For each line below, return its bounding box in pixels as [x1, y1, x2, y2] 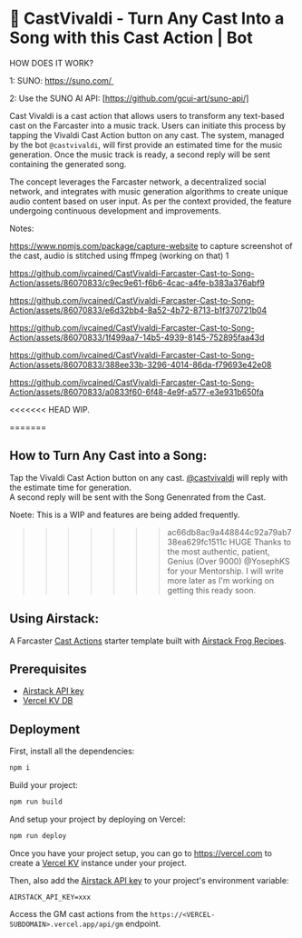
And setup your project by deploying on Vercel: [9, 813, 186, 824]
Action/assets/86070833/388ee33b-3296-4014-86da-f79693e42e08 [9, 359, 272, 370]
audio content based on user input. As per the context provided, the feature [9, 195, 292, 206]
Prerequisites [9, 661, 87, 676]
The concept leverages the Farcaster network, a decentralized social [9, 176, 267, 187]
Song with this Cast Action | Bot [9, 27, 254, 48]
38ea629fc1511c [167, 536, 228, 547]
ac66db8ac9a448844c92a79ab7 [167, 526, 292, 537]
